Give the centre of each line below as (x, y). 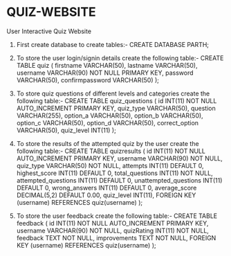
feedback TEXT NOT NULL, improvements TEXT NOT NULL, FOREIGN (116, 238)
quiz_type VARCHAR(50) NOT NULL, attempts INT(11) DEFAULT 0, (110, 165)
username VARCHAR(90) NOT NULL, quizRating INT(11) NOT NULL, (112, 230)
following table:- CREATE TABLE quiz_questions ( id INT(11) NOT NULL (117, 100)
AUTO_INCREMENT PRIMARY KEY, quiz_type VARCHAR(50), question (116, 108)
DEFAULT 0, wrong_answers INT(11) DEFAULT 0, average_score (107, 188)
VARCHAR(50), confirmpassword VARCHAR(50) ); (88, 80)
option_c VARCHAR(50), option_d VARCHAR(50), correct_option (107, 122)
